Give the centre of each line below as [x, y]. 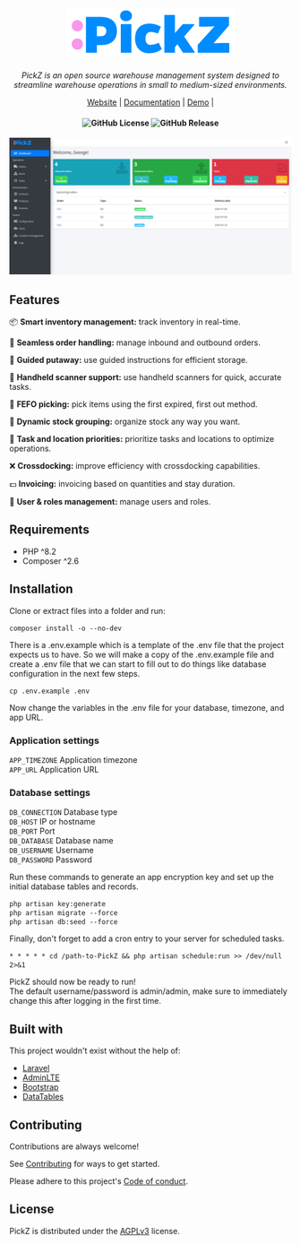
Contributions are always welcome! [74, 1146]
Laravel [36, 1068]
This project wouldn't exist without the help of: [95, 1050]
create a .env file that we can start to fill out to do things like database [138, 664]
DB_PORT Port [32, 831]
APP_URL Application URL [54, 769]
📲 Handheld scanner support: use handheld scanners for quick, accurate [146, 377]
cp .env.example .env [50, 691]
